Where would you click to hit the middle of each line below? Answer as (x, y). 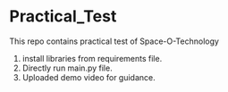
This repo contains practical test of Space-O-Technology (114, 41)
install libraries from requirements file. (92, 58)
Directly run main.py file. (68, 68)
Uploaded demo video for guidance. (89, 77)
